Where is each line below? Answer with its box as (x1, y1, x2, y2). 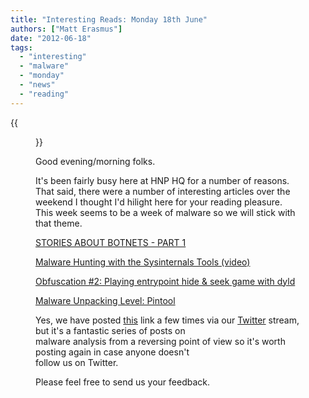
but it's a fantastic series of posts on (35, 324, 186, 336)
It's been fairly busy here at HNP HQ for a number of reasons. (35, 174, 290, 186)
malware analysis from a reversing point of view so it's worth (35, 335, 286, 347)
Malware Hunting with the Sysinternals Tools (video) (35, 256, 251, 268)
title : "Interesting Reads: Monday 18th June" (10, 14, 208, 25)
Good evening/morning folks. (35, 155, 156, 167)
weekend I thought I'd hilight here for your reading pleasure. (35, 196, 283, 208)
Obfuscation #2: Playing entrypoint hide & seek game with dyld (35, 275, 296, 287)
